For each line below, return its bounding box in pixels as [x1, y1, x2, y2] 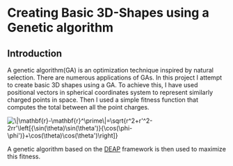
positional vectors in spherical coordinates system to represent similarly [7, 89, 214, 96]
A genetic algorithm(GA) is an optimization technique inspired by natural [7, 66, 214, 74]
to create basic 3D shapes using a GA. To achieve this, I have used [7, 81, 198, 89]
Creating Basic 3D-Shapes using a [7, 5, 210, 21]
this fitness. [7, 152, 40, 160]
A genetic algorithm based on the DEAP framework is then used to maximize [7, 145, 226, 153]
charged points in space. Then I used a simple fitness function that [7, 96, 199, 104]
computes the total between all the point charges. [7, 103, 150, 111]
